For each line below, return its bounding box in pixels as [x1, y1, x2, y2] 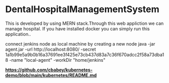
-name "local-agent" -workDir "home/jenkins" [9, 57, 106, 63]
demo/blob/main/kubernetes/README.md [5, 72, 97, 78]
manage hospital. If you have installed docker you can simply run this [5, 25, 150, 31]
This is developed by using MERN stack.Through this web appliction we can [5, 20, 164, 26]
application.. [5, 31, 31, 37]
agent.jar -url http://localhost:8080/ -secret [5, 46, 96, 52]
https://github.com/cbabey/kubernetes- [5, 67, 93, 73]
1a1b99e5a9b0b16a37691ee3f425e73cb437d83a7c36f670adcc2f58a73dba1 [5, 52, 164, 58]
